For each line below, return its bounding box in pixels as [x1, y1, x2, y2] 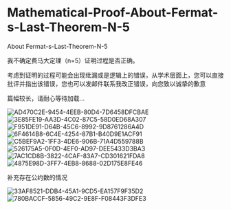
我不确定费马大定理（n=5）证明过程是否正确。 [7, 56, 139, 65]
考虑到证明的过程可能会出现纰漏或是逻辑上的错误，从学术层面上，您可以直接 [7, 71, 224, 79]
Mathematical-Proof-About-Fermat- [7, 5, 219, 21]
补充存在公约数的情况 [7, 173, 67, 181]
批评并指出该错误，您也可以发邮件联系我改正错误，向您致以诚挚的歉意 [7, 79, 206, 87]
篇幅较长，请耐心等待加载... [7, 94, 85, 102]
